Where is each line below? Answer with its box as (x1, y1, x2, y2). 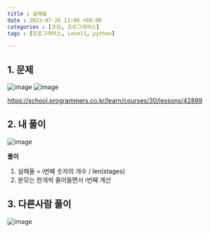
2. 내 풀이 (7, 119, 46, 131)
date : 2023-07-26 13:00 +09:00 (7, 17, 102, 24)
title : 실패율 (7, 10, 48, 18)
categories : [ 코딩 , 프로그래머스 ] (7, 23, 100, 30)
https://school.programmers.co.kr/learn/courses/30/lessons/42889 (7, 96, 203, 105)
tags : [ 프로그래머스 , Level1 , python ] (7, 29, 115, 37)
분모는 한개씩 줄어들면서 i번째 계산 (17, 175, 112, 184)
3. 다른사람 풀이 (7, 198, 72, 211)
